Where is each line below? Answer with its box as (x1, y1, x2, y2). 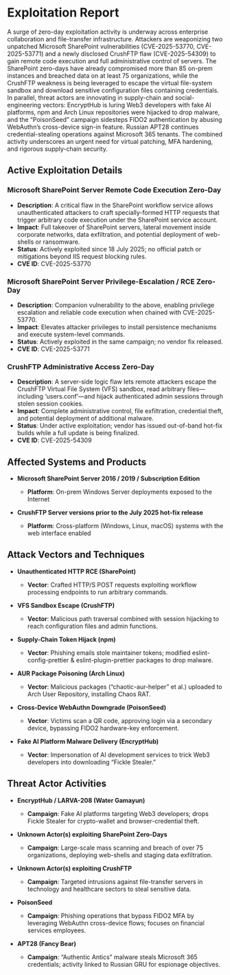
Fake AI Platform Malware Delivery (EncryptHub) (16, 737, 159, 745)
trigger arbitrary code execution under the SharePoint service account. (16, 216, 218, 224)
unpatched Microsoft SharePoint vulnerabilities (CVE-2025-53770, (7, 42, 196, 50)
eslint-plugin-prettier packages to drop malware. (76, 656, 214, 664)
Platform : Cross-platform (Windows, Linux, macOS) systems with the (27, 522, 224, 530)
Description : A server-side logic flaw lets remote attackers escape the (16, 377, 217, 386)
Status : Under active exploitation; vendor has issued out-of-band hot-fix (16, 421, 223, 430)
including (16, 392, 43, 401)
